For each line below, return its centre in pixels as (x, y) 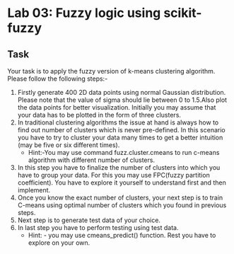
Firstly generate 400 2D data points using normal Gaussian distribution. (122, 92)
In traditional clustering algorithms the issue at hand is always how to (118, 122)
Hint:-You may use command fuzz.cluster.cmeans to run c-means (124, 152)
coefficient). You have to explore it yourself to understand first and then (122, 183)
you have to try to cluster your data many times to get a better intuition (120, 137)
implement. (34, 190)
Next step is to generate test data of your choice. (89, 220)
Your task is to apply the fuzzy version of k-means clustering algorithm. (111, 71)
